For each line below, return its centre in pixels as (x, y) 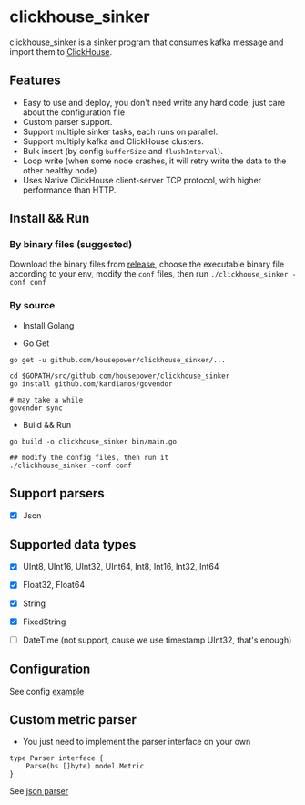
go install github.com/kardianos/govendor (91, 384)
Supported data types (73, 544)
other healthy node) (60, 170)
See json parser (39, 791)
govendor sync (36, 408)
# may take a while (46, 400)
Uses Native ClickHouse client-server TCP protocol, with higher (142, 180)
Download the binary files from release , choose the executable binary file (147, 264)
